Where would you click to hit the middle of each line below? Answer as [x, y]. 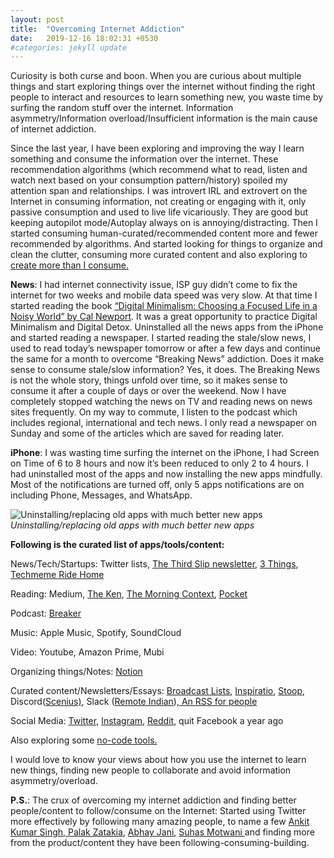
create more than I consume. [69, 265]
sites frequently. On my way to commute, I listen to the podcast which [154, 412]
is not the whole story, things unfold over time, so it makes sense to [149, 380]
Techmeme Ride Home [57, 575]
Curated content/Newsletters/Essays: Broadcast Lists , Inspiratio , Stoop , [158, 691]
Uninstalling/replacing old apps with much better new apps [132, 525]
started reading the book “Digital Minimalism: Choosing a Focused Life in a [164, 306]
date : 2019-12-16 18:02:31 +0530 [84, 38]
